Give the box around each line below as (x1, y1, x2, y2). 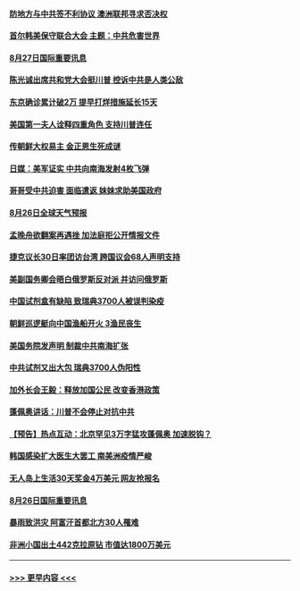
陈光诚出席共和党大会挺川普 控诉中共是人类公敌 (9, 74, 184, 85)
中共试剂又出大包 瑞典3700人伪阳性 (9, 362, 141, 373)
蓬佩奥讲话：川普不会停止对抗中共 (9, 407, 135, 418)
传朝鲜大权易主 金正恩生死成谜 (9, 141, 121, 152)
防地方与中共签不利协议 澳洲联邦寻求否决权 (9, 8, 168, 19)
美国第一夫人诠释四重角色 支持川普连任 (9, 119, 153, 130)
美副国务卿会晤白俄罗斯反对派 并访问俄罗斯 (9, 274, 168, 284)
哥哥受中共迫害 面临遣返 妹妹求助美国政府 (9, 185, 162, 196)
